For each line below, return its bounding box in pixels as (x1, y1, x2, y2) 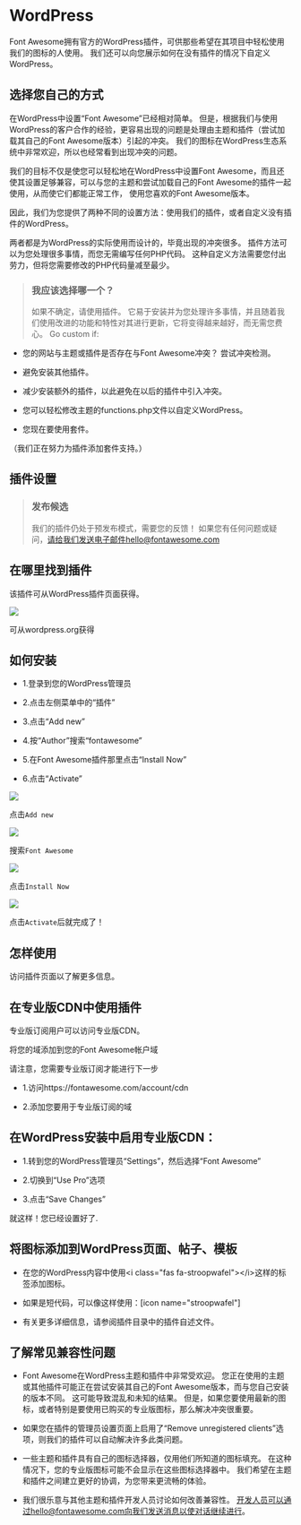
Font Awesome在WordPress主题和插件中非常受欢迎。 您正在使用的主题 (21, 1370, 285, 1381)
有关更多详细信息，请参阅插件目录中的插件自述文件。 (21, 1316, 219, 1327)
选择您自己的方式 (9, 87, 104, 103)
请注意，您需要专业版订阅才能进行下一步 (9, 1063, 159, 1073)
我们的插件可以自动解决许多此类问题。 (46, 1435, 188, 1445)
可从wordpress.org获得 (9, 624, 95, 634)
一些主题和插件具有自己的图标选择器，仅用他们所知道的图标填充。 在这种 (21, 1453, 292, 1464)
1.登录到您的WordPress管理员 (21, 678, 132, 689)
